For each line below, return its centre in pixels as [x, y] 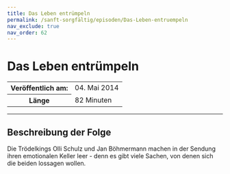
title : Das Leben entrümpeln [49, 13]
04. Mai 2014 [97, 88]
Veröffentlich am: [39, 88]
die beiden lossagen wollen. [47, 163]
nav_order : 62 [27, 33]
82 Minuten [93, 100]
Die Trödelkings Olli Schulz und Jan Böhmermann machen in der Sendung [111, 149]
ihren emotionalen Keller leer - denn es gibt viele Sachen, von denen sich [110, 156]
